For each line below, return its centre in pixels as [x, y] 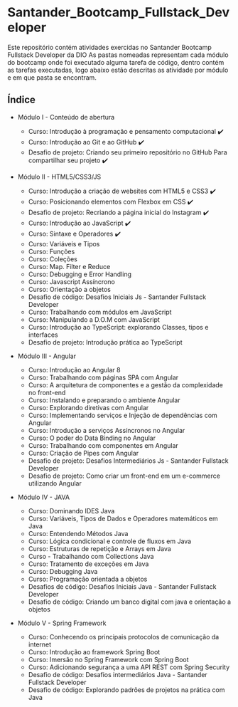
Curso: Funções [52, 251]
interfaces [43, 335]
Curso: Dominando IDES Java [71, 510]
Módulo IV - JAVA [43, 497]
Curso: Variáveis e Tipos [64, 243]
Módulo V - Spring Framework [62, 623]
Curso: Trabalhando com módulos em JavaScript [100, 312]
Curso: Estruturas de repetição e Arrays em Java [100, 548]
